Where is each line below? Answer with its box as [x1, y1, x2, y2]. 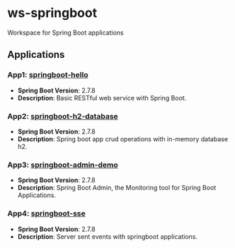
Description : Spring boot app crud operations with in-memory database [17, 134, 229, 143]
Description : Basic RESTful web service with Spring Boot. [17, 93, 187, 102]
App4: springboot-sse [7, 208, 86, 218]
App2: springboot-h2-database [7, 111, 118, 121]
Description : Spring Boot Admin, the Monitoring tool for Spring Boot [17, 184, 217, 192]
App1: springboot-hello [7, 70, 88, 80]
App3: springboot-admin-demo [7, 160, 118, 170]
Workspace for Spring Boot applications [7, 28, 124, 37]
